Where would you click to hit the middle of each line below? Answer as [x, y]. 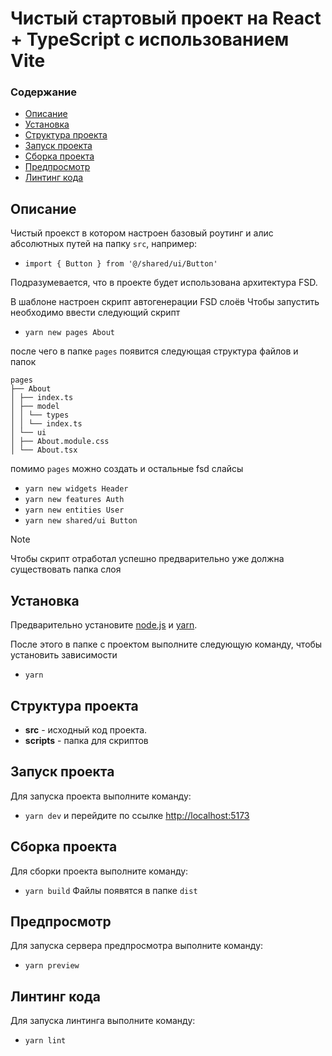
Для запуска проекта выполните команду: [101, 796]
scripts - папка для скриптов [86, 740]
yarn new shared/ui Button [81, 521]
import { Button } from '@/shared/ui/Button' [121, 264]
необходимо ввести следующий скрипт [95, 313]
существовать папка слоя [66, 569]
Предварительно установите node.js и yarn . [104, 625]
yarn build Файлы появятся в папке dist [111, 890]
